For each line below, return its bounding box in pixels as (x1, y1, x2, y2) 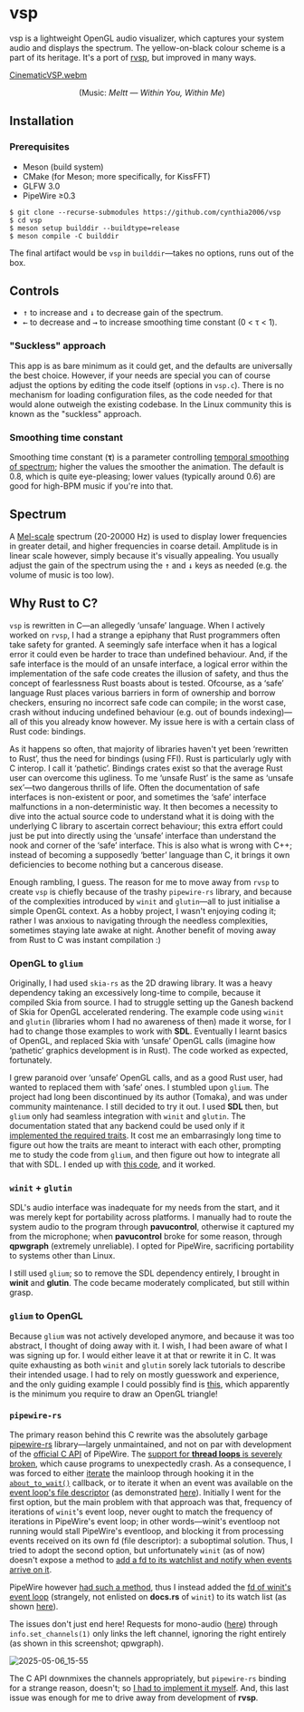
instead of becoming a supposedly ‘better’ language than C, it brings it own (9, 849, 290, 860)
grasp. (9, 1287, 33, 1299)
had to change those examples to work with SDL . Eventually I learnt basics (9, 1026, 288, 1036)
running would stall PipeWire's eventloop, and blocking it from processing (9, 1525, 284, 1536)
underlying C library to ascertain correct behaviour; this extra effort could (9, 820, 283, 832)
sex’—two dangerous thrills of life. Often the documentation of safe (9, 782, 261, 793)
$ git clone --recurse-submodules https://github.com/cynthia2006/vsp (9, 208, 281, 217)
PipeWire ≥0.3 (22, 190, 76, 201)
